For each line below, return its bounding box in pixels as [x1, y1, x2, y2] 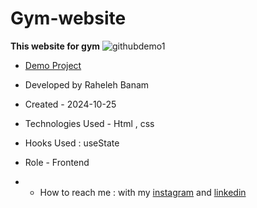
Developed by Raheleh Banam [24, 78, 150, 91]
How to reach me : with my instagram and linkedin [39, 186, 247, 198]
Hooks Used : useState [24, 137, 120, 149]
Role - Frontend [24, 156, 90, 168]
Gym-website [10, 7, 127, 30]
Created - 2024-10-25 [24, 98, 117, 110]
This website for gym [10, 40, 101, 52]
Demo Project [24, 59, 82, 71]
